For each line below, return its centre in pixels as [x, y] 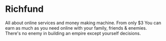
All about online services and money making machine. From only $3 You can [83, 23]
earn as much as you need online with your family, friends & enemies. [76, 28]
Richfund [24, 9]
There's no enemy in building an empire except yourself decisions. [73, 33]
